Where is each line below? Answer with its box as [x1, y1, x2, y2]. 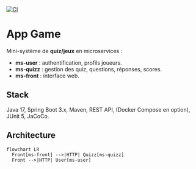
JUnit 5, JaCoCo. [6, 112, 49, 120]
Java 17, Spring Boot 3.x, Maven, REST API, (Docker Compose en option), [6, 106, 191, 113]
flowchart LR [6, 146, 40, 153]
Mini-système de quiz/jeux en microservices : [6, 47, 123, 54]
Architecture [6, 130, 56, 140]
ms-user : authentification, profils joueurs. [15, 59, 122, 67]
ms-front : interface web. [15, 72, 79, 79]
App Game [6, 27, 61, 41]
